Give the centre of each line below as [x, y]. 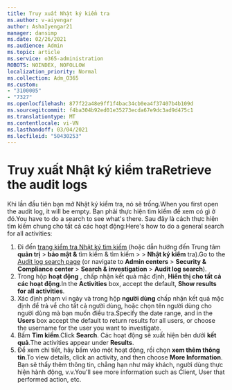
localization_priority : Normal [52, 71]
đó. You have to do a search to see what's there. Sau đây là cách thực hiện [113, 219]
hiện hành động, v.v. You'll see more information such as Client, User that [121, 372]
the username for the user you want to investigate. [89, 328]
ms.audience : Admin [35, 46]
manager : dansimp [32, 33]
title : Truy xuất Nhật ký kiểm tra [59, 14]
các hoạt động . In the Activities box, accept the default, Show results [117, 284]
